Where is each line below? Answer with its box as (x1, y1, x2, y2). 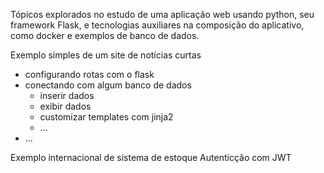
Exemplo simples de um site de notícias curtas (10, 49, 202, 61)
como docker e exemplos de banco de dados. (10, 30, 200, 41)
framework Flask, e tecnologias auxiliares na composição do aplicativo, (10, 19, 305, 31)
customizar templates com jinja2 (39, 111, 174, 123)
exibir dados (39, 100, 92, 112)
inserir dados (39, 90, 95, 101)
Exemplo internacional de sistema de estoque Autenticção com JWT (10, 152, 292, 163)
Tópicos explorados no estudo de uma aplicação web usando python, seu (10, 9, 315, 20)
